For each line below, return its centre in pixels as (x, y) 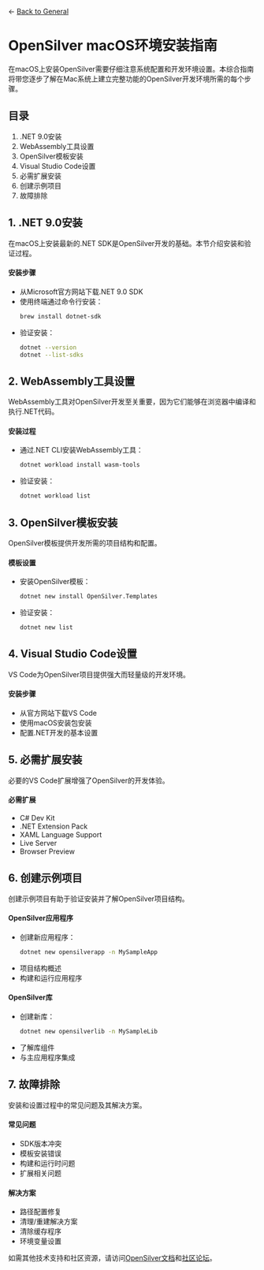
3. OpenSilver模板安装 (63, 522)
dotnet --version (48, 347)
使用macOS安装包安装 (56, 723)
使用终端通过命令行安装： (61, 301)
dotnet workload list (55, 496)
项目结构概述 (40, 968)
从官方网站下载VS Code (58, 713)
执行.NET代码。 (33, 412)
